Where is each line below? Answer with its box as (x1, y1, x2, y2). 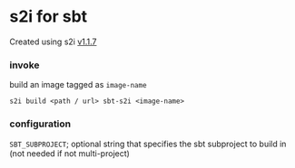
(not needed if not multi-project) (9, 147, 130, 159)
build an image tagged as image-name (9, 79, 147, 90)
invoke (9, 59, 40, 71)
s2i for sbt (9, 6, 88, 27)
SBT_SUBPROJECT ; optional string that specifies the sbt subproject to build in (9, 138, 287, 149)
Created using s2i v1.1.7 (9, 36, 97, 47)
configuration (9, 117, 72, 130)
